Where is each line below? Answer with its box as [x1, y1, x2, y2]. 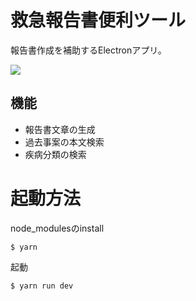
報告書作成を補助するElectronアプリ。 [10, 44, 167, 56]
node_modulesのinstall [10, 222, 105, 234]
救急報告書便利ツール [10, 9, 187, 32]
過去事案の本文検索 [24, 136, 105, 148]
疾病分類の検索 [24, 148, 87, 160]
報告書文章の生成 [24, 123, 96, 135]
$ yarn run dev [10, 281, 74, 291]
